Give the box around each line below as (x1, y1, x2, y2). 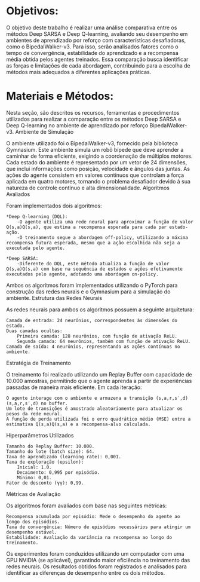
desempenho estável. (6, 529, 58, 535)
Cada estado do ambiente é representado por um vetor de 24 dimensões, (6, 158, 187, 166)
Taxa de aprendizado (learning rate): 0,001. (6, 454, 121, 460)
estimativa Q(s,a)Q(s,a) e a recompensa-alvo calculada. (6, 421, 151, 427)
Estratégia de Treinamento (6, 359, 72, 366)
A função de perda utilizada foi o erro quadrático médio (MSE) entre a (6, 416, 191, 422)
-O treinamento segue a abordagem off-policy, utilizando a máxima (17, 234, 188, 240)
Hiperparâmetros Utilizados (6, 431, 74, 439)
